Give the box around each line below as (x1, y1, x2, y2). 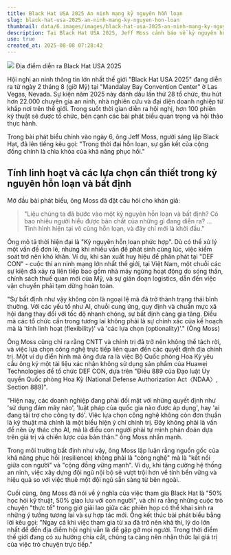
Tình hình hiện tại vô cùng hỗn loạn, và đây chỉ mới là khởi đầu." (23, 224, 205, 232)
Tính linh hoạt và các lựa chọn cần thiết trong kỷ (7, 167, 218, 179)
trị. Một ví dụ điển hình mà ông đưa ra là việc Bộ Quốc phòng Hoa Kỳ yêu (7, 352, 214, 361)
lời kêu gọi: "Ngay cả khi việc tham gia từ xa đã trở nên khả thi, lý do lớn (7, 518, 210, 526)
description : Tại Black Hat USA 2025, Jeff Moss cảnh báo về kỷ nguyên (7, 29, 217, 37)
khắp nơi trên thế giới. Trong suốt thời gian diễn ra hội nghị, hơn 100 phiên (7, 105, 217, 112)
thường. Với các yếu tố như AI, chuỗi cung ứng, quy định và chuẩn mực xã (7, 302, 217, 310)
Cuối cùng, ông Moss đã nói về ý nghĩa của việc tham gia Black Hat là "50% (7, 489, 223, 497)
